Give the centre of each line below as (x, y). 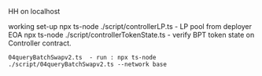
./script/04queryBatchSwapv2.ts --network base (88, 64)
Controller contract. (40, 43)
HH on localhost (34, 11)
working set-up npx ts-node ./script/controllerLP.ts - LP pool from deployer (130, 26)
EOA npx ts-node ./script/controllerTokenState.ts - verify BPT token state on (131, 35)
